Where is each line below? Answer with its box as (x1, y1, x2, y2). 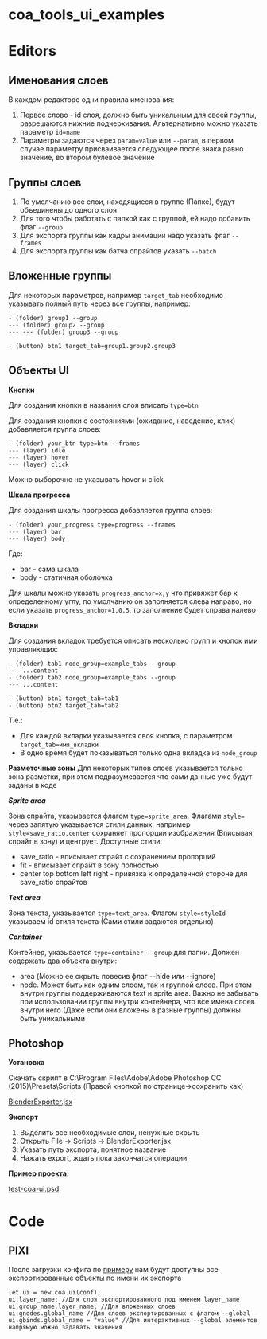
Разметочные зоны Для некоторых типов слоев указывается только (8, 763, 244, 773)
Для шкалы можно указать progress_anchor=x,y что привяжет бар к (8, 588, 238, 597)
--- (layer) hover (8, 453, 69, 461)
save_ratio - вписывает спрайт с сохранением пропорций (19, 852, 216, 861)
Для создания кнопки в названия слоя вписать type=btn (8, 400, 199, 409)
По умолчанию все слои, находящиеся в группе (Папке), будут (19, 197, 236, 206)
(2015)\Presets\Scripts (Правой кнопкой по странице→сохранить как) (8, 1082, 244, 1091)
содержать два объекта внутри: (8, 956, 118, 965)
